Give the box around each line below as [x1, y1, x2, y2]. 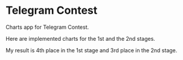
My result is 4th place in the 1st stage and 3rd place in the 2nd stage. [5, 46, 178, 54]
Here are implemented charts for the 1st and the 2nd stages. [5, 35, 155, 42]
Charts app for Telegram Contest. [5, 23, 89, 31]
